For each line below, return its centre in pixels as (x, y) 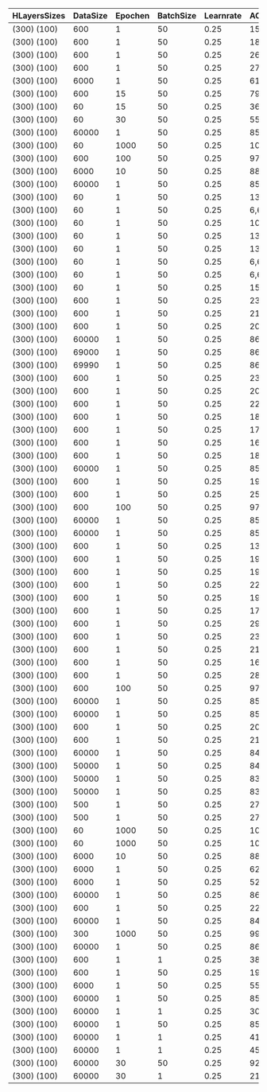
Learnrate (223, 16)
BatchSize (177, 16)
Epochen (132, 16)
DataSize (90, 16)
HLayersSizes (39, 16)
